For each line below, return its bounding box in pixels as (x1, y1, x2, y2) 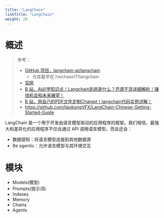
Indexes (12, 191, 29, 197)
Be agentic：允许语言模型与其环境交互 (12, 143, 91, 149)
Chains (12, 202, 27, 208)
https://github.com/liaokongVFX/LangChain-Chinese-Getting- (24, 104, 152, 110)
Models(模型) (12, 180, 40, 186)
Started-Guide (24, 109, 55, 115)
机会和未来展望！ (29, 93, 65, 99)
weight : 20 (5, 16, 28, 21)
